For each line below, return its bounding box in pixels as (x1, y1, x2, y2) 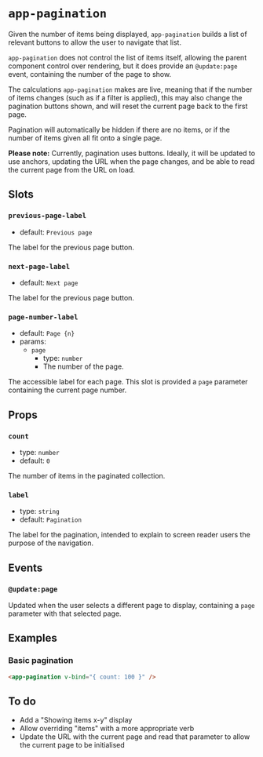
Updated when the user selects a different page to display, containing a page (8, 600, 255, 610)
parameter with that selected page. (8, 609, 122, 618)
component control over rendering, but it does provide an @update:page (8, 61, 238, 71)
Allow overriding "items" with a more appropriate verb (19, 724, 195, 733)
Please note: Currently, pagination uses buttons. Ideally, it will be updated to (8, 148, 256, 158)
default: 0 (19, 456, 50, 465)
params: (19, 337, 47, 347)
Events (8, 561, 43, 574)
